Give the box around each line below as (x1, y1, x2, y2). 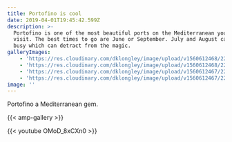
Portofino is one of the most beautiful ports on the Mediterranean (13, 29, 215, 37)
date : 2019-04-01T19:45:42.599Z (7, 17, 100, 24)
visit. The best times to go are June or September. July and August (13, 36, 217, 43)
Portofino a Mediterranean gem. (7, 100, 99, 108)
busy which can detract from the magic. (13, 42, 131, 49)
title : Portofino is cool (7, 10, 81, 17)
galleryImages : (7, 49, 51, 56)
